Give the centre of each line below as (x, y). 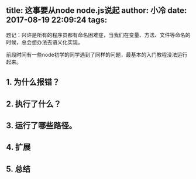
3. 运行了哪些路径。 (42, 125)
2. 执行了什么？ (34, 104)
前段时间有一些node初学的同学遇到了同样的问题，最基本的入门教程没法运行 (97, 54)
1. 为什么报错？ (33, 82)
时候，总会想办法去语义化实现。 (44, 42)
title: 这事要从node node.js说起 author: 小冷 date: (97, 11)
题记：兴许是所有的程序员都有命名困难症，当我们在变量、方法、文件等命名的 (98, 35)
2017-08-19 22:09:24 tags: (57, 20)
